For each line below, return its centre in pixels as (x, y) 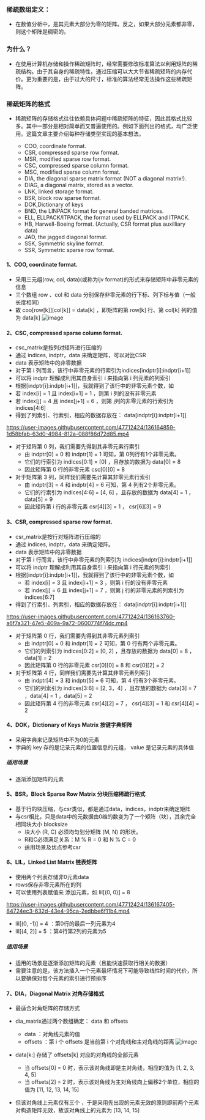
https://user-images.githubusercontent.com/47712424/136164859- (91, 428)
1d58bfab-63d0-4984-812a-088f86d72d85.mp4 (68, 434)
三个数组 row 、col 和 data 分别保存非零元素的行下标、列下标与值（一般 (105, 295)
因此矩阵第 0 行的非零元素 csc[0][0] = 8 (75, 470)
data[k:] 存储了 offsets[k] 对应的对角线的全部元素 (77, 1055)
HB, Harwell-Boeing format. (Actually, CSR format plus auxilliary (105, 224)
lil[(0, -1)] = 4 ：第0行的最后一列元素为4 (65, 924)
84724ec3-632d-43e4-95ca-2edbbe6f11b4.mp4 (68, 911)
